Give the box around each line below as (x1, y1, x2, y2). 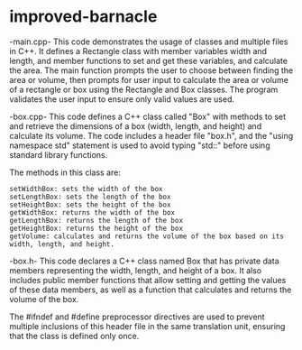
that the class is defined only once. (9, 330, 140, 341)
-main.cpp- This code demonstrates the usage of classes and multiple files (9, 36, 288, 47)
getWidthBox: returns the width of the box (9, 207, 176, 217)
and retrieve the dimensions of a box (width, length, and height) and (9, 120, 262, 132)
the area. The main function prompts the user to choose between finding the (9, 65, 294, 76)
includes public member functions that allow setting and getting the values (9, 274, 287, 285)
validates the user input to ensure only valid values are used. (9, 93, 234, 105)
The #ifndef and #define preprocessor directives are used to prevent (9, 311, 265, 322)
